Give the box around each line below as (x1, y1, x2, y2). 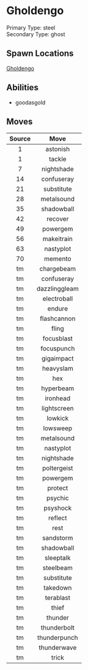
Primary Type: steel (6, 24, 56, 31)
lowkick (46, 414, 69, 423)
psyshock (43, 504, 72, 512)
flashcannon (39, 314, 76, 323)
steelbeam (42, 564, 73, 572)
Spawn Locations (6, 48, 74, 59)
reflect (48, 514, 67, 522)
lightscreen (42, 404, 74, 413)
